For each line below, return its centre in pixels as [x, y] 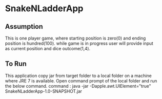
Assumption [24, 27]
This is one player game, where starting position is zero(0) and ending [76, 38]
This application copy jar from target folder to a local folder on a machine [79, 76]
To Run [16, 64]
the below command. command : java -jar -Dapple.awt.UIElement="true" [78, 86]
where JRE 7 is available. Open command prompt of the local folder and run [81, 80]
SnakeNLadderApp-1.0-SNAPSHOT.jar [43, 91]
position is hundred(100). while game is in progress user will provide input [79, 43]
